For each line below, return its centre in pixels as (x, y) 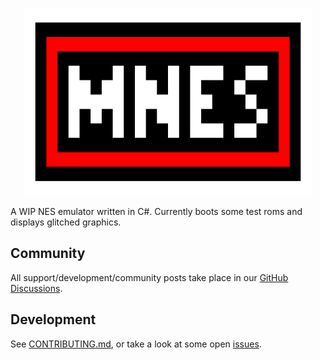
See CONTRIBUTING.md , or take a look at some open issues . (136, 344)
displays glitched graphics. (66, 222)
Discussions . (36, 288)
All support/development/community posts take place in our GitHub (149, 277)
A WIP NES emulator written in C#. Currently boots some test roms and (156, 211)
